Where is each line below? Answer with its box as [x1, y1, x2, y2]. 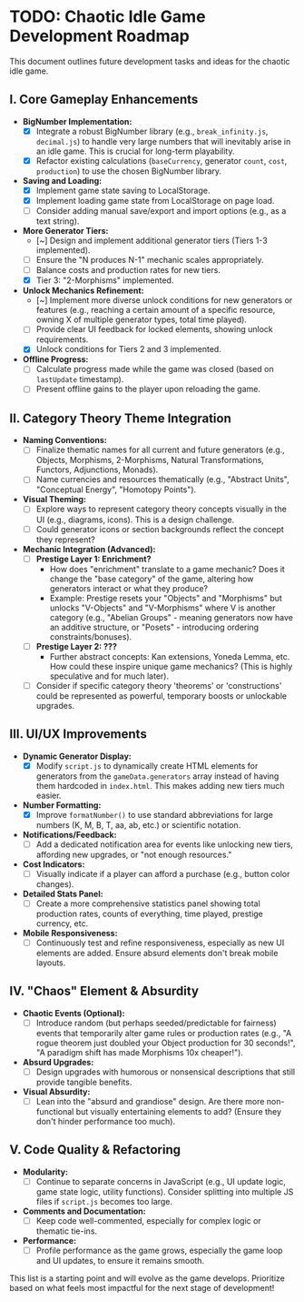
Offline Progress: [22, 354, 89, 365]
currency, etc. [35, 917, 89, 929]
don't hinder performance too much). [35, 1115, 175, 1126]
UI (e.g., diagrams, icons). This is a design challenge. [35, 514, 235, 525]
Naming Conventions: [22, 435, 107, 446]
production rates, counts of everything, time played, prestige [35, 908, 263, 919]
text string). [35, 216, 80, 227]
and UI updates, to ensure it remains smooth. [35, 1255, 205, 1266]
